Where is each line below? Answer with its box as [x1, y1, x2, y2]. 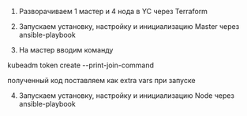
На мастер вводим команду [18, 45, 114, 54]
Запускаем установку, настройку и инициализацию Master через [18, 22, 240, 31]
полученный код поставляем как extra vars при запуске [7, 76, 196, 85]
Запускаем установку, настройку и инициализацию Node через [18, 91, 234, 100]
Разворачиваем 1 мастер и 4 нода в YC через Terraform [18, 7, 208, 16]
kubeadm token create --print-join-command [7, 60, 155, 70]
